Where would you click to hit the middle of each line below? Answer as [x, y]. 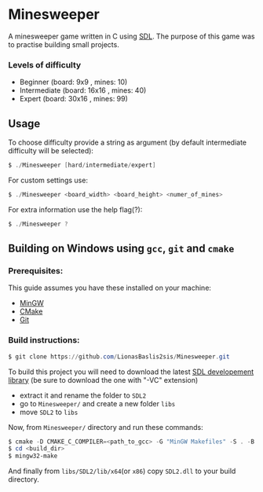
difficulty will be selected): [51, 151]
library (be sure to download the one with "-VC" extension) [103, 380]
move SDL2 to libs [49, 412]
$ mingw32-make [33, 456]
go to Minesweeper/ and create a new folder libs [97, 403]
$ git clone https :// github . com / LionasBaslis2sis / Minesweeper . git [119, 356]
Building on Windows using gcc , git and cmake [121, 249]
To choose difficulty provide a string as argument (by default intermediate [128, 142]
